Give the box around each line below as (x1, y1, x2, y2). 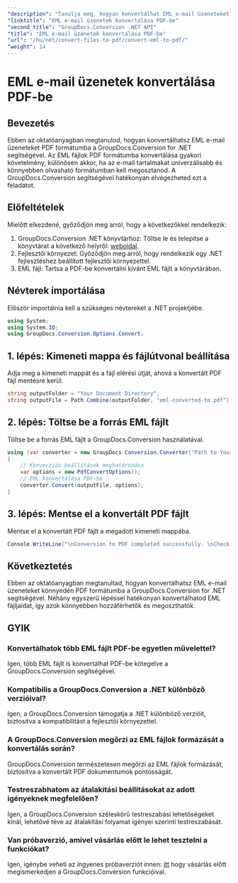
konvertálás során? (7, 743, 76, 753)
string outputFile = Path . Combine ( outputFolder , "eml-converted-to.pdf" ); (7, 396, 233, 404)
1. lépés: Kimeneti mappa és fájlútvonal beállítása (7, 350, 230, 362)
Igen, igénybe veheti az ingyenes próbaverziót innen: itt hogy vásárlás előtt (7, 860, 227, 869)
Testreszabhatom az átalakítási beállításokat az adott (7, 784, 195, 794)
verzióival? (7, 693, 46, 703)
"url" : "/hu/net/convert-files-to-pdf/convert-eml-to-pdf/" (7, 37, 189, 44)
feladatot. (7, 181, 35, 189)
